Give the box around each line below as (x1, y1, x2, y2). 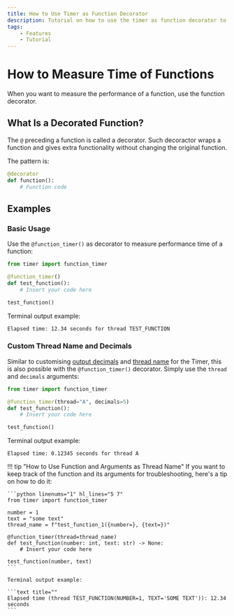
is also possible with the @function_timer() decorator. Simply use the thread (7, 365, 227, 373)
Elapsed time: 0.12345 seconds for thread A (7, 450, 139, 457)
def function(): (7, 176, 54, 184)
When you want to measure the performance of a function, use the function (7, 90, 225, 98)
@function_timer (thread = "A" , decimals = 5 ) (7, 398, 130, 405)
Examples (7, 202, 51, 214)
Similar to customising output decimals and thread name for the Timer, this (7, 357, 222, 365)
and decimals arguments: (7, 372, 80, 380)
